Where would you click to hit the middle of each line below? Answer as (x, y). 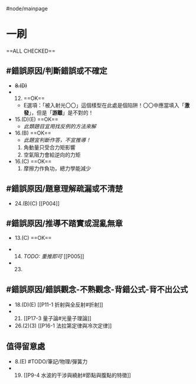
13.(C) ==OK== (33, 238)
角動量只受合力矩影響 (49, 147)
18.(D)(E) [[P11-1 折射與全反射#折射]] (59, 305)
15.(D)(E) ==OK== (37, 119)
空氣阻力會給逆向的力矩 (52, 154)
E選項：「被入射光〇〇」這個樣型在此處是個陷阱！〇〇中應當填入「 (104, 105)
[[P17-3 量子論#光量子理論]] (57, 318)
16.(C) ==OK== (33, 161)
